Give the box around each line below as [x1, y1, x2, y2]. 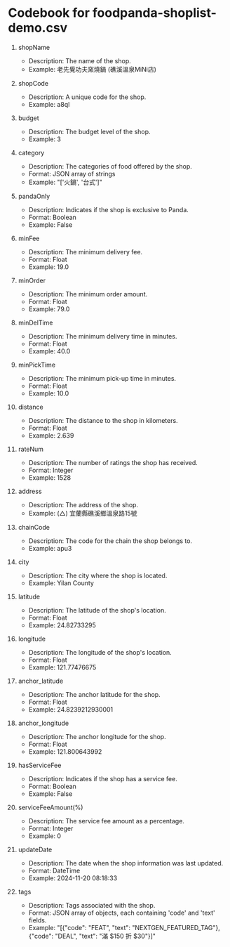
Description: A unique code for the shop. [28, 93, 147, 101]
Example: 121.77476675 [28, 662, 97, 672]
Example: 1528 [28, 473, 72, 482]
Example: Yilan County [28, 578, 94, 587]
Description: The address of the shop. [28, 500, 139, 509]
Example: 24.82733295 [28, 620, 97, 629]
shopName [18, 43, 50, 51]
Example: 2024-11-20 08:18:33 [28, 873, 118, 882]
